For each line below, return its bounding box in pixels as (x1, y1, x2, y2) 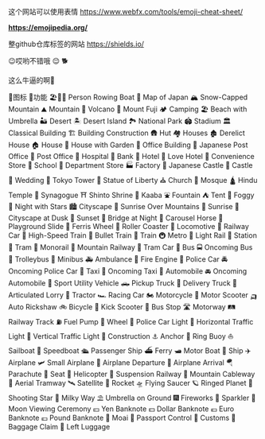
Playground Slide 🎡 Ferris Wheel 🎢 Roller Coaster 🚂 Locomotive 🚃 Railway (8, 222, 249, 231)
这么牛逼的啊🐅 (8, 76, 56, 85)
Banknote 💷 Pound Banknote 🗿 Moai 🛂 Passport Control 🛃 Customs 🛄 (8, 413, 236, 422)
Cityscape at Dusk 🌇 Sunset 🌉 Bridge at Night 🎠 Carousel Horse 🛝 (8, 213, 224, 223)
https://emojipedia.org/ (8, 23, 88, 32)
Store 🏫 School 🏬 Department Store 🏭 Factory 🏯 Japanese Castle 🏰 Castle (8, 161, 253, 169)
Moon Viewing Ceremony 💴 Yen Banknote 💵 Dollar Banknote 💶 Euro (8, 404, 235, 414)
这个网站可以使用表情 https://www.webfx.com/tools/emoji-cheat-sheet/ (8, 7, 244, 16)
